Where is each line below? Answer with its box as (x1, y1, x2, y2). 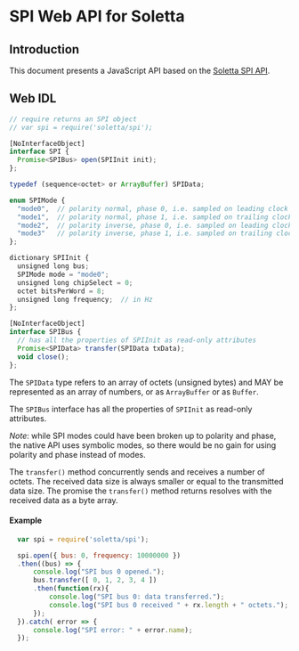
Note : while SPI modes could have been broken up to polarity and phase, (9, 430, 277, 441)
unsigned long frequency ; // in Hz (17, 295, 153, 304)
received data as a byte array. (9, 494, 118, 505)
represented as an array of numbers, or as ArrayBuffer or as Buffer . (9, 386, 260, 397)
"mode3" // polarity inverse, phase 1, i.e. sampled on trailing (17, 229, 273, 238)
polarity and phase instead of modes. (9, 449, 147, 460)
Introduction (9, 42, 80, 57)
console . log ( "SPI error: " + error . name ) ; (32, 625, 193, 634)
